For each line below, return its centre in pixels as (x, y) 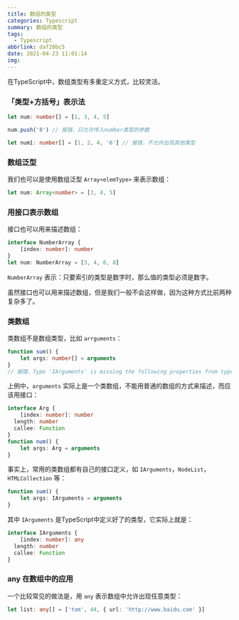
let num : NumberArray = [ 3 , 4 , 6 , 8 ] (63, 262)
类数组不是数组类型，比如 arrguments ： (65, 338)
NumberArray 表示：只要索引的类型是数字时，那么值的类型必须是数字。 (110, 277)
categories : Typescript (43, 21)
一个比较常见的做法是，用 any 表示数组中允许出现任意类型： (95, 596)
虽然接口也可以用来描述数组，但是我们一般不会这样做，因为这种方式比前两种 (119, 292)
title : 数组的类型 (32, 14)
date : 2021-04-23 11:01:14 (47, 54)
